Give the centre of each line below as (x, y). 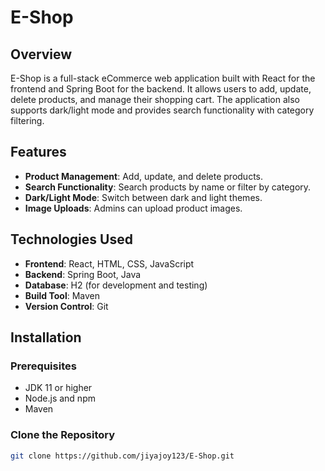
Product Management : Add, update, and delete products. (144, 176)
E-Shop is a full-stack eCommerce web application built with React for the (163, 78)
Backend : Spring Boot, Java (83, 274)
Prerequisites (43, 366)
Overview (41, 54)
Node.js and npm (60, 398)
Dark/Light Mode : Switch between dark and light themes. (143, 197)
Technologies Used (71, 239)
